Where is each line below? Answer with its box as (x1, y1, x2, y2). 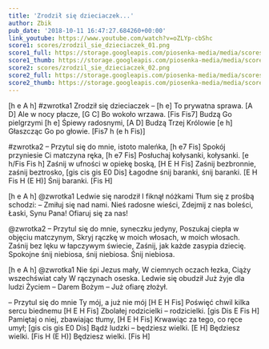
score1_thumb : (8, 57, 56, 65)
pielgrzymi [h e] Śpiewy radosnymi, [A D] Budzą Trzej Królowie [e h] (8, 118, 233, 127)
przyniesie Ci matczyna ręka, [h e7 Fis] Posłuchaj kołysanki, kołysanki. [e (8, 150, 250, 160)
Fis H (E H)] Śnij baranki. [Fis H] (8, 175, 113, 185)
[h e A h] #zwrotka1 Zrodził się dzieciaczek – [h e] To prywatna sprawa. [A (8, 101, 254, 110)
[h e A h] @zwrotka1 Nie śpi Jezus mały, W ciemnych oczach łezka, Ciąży (8, 265, 251, 275)
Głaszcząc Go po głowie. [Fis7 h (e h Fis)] (8, 126, 146, 136)
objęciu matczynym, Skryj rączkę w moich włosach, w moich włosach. (8, 232, 240, 242)
